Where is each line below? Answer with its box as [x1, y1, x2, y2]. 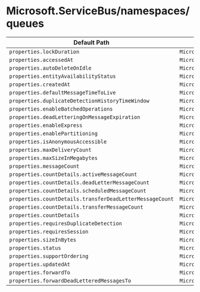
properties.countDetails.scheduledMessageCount [9, 187, 147, 194]
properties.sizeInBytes [9, 236, 77, 243]
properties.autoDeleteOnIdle [9, 64, 92, 71]
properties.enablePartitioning [9, 130, 98, 137]
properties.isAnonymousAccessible [9, 138, 107, 145]
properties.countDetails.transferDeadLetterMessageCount [9, 195, 174, 202]
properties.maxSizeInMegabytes [9, 155, 98, 161]
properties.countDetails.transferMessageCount [9, 203, 144, 211]
